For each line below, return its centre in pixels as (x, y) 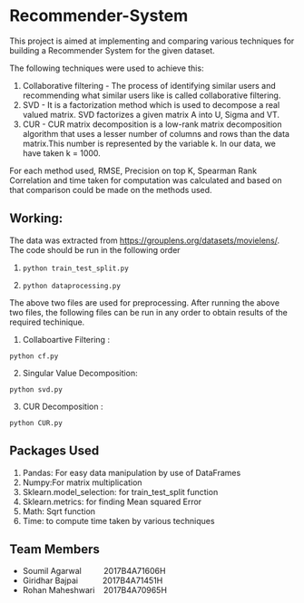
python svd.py (36, 389)
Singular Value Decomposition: (80, 373)
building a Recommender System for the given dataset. (112, 50)
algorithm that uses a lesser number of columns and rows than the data (156, 133)
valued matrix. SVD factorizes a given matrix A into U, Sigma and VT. (151, 114)
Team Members (54, 549)
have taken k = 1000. (62, 153)
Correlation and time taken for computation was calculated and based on (146, 180)
